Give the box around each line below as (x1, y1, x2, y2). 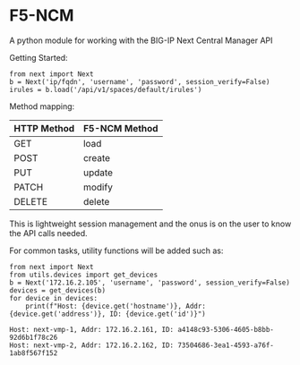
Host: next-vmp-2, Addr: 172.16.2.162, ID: (9, 341, 175, 350)
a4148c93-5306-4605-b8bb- (177, 325, 275, 334)
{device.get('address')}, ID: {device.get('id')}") (9, 310, 206, 318)
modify (83, 181, 114, 193)
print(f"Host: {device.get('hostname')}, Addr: (25, 301, 206, 310)
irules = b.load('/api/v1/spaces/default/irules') (9, 85, 202, 94)
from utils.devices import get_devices (9, 270, 159, 279)
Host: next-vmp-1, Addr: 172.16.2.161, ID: (9, 325, 175, 334)
